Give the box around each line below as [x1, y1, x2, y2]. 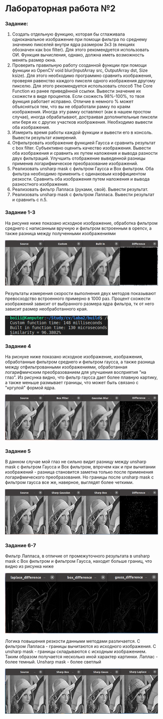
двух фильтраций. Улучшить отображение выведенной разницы [12, 155, 146, 161]
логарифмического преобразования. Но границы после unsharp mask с [5, 474, 154, 480]
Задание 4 [5, 343, 32, 350]
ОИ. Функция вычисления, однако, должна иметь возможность [12, 52, 145, 58]
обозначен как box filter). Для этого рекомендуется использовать [12, 47, 149, 53]
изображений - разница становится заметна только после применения [5, 469, 154, 475]
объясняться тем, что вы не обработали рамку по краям [12, 104, 130, 110]
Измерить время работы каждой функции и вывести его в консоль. [12, 129, 153, 135]
